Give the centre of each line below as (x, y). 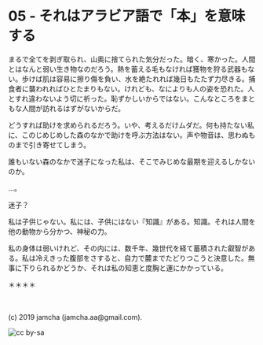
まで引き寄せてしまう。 (53, 145)
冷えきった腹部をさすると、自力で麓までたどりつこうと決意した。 (142, 258)
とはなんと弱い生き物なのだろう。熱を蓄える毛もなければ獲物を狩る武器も (128, 69)
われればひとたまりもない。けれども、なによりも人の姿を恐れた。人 (145, 88)
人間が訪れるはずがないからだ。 (73, 108)
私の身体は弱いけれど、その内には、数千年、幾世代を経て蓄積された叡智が (128, 248)
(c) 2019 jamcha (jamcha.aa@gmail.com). (75, 317)
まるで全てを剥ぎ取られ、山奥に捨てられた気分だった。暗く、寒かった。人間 (132, 59)
